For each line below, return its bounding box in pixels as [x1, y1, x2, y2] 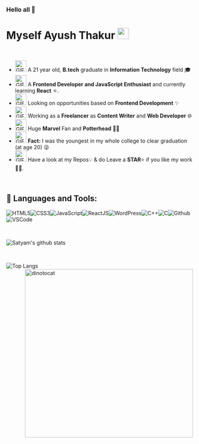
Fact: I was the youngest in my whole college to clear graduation [27, 137, 188, 144]
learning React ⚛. [14, 87, 59, 94]
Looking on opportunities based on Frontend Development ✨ [27, 99, 179, 107]
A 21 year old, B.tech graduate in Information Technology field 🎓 [27, 66, 191, 73]
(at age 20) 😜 [14, 143, 50, 150]
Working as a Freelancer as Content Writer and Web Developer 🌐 [27, 112, 192, 119]
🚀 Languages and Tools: [6, 194, 97, 204]
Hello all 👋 [6, 5, 36, 14]
